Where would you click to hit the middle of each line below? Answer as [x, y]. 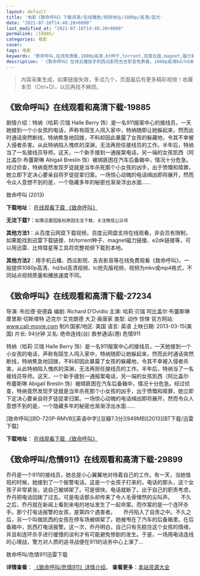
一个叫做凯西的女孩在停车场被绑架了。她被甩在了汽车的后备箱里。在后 [108, 519]
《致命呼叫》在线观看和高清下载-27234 [79, 296]
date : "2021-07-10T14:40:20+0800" [49, 23]
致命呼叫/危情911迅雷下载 [37, 554]
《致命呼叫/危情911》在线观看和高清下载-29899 [95, 459]
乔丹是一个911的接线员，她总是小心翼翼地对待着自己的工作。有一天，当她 [96, 475]
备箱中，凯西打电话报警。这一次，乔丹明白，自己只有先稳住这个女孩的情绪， [100, 527]
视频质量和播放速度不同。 [53, 275]
